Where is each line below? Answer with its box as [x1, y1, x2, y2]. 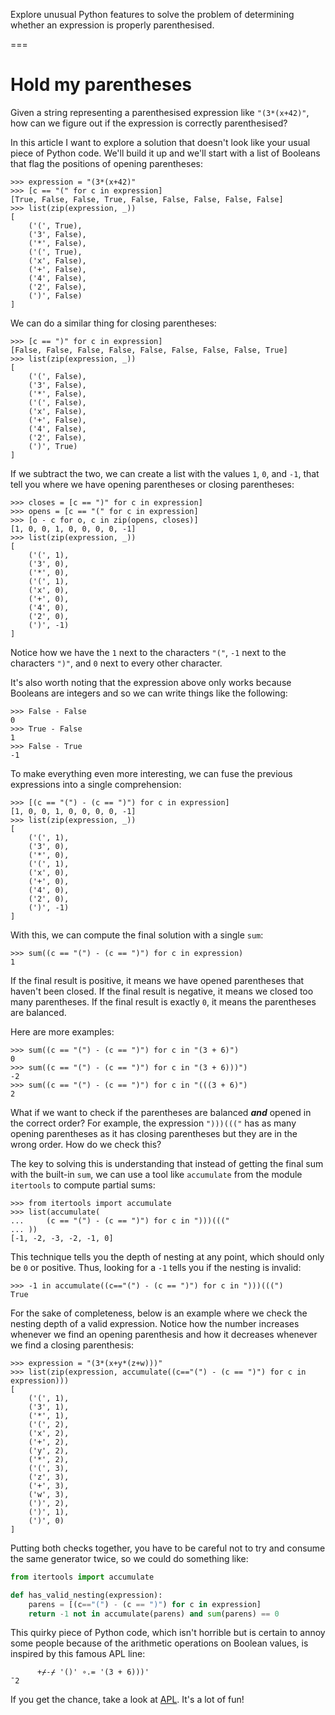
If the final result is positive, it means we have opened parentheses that [10, 974, 305, 986]
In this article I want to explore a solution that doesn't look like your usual [10, 136, 311, 148]
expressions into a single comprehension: [10, 778, 182, 790]
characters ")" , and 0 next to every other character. [10, 657, 223, 669]
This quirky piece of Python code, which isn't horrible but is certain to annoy [10, 1627, 326, 1639]
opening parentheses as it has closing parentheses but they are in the [10, 1127, 298, 1139]
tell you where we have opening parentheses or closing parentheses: [10, 478, 295, 490]
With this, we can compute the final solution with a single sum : [10, 929, 264, 941]
